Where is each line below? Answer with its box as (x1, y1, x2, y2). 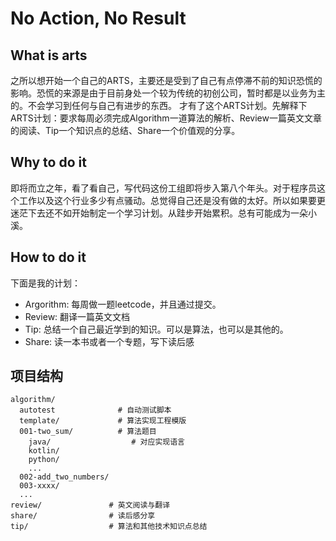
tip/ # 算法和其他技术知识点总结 (10, 522, 208, 532)
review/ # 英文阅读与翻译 (10, 500, 171, 511)
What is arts (10, 47, 88, 64)
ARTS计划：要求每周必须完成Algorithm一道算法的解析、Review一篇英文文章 (10, 112, 322, 124)
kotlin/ (28, 446, 60, 456)
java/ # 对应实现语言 (28, 437, 185, 447)
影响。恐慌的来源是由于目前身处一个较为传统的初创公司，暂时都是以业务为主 (10, 87, 326, 99)
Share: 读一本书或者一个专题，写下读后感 (24, 335, 195, 347)
